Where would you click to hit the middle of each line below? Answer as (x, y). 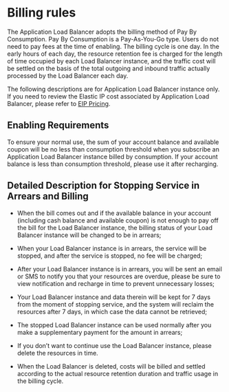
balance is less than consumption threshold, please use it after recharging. (113, 164)
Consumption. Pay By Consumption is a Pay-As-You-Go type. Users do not (113, 39)
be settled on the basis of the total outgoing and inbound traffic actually (109, 68)
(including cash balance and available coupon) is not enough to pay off (118, 220)
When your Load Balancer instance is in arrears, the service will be (112, 248)
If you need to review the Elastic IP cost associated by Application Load (108, 96)
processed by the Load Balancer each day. (68, 75)
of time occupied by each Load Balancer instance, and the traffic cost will (111, 61)
